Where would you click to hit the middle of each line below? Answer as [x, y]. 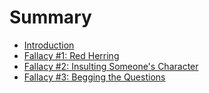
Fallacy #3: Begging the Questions [94, 77]
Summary [50, 17]
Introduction [49, 45]
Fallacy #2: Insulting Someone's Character [111, 66]
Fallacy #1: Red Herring [71, 55]
